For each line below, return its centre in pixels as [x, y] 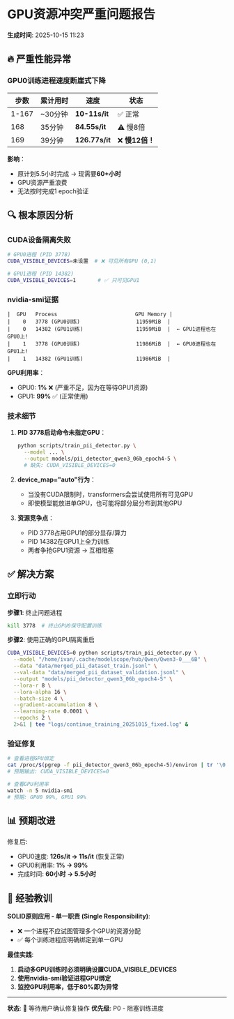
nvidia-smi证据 [33, 299]
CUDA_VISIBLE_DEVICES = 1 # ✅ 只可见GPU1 [73, 280]
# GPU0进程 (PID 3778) [39, 255]
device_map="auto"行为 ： [56, 479]
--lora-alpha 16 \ [40, 692]
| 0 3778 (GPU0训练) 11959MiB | [89, 322]
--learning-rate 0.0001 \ [51, 712]
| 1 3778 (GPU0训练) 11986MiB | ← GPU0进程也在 [112, 344]
